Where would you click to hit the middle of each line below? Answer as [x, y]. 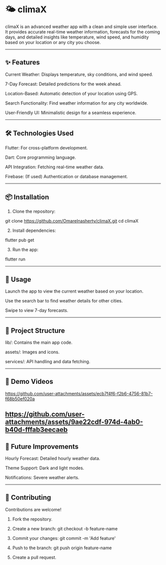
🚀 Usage [18, 279]
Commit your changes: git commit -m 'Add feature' [64, 538]
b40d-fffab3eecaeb [37, 430]
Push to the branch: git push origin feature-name [62, 548]
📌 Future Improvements [42, 446]
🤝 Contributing [28, 498]
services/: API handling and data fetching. [48, 361]
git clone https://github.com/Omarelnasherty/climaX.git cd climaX [72, 221]
